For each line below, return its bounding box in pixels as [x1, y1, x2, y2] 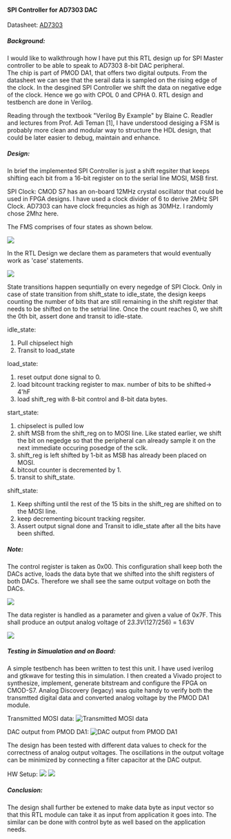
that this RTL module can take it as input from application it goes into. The [7, 811, 217, 819]
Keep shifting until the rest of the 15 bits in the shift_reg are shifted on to [17, 500, 222, 508]
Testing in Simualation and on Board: [7, 646, 116, 655]
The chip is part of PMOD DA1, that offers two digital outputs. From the [7, 69, 208, 77]
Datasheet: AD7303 [7, 21, 63, 29]
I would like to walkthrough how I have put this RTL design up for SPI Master [7, 54, 224, 62]
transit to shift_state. [17, 473, 76, 481]
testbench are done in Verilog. [7, 98, 93, 106]
